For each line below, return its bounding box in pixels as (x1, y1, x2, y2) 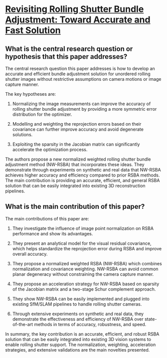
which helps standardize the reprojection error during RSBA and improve (12, 245, 162, 251)
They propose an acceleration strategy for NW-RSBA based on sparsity (12, 281, 160, 287)
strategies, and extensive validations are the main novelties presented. (5, 347, 150, 353)
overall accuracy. (12, 251, 48, 257)
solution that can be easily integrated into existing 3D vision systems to (5, 336, 151, 342)
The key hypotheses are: (5, 91, 56, 97)
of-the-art (12, 321, 33, 327)
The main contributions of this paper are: (5, 215, 89, 221)
